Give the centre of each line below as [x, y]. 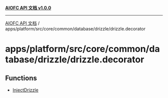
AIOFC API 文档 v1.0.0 [28, 8]
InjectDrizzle [25, 90]
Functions [21, 78]
